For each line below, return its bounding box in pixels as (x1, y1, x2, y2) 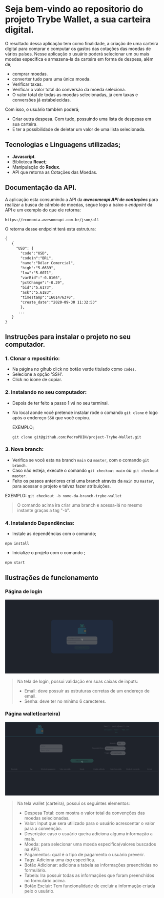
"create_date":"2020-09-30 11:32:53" (20, 300, 97, 305)
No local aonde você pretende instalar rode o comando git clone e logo (12, 410, 158, 415)
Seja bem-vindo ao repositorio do (5, 3, 143, 15)
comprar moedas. (12, 71, 48, 77)
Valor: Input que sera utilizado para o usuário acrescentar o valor (24, 820, 155, 826)
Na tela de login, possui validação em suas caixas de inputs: (17, 678, 138, 684)
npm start (5, 560, 25, 565)
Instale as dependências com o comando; (12, 531, 97, 537)
